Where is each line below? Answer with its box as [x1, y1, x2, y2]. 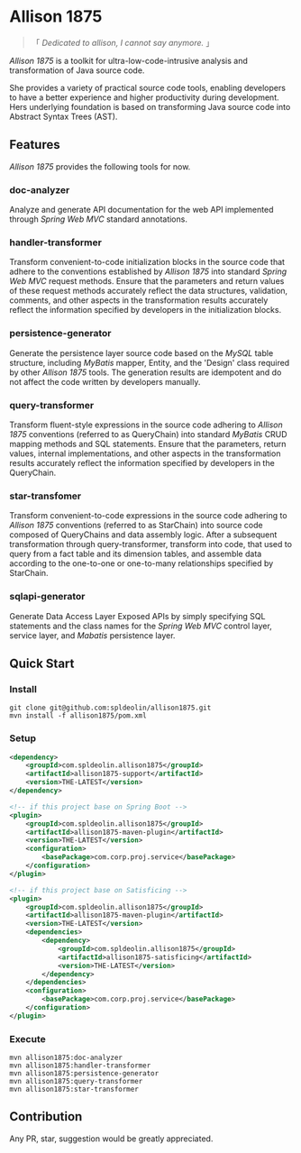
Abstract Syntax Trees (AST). [9, 111, 118, 122]
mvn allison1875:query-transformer [9, 1077, 143, 1086]
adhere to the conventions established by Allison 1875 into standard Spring [9, 266, 287, 277]
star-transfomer [9, 490, 82, 502]
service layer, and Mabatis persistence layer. [9, 629, 176, 641]
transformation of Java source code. [9, 65, 145, 76]
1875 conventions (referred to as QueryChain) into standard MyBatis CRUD [9, 428, 287, 439]
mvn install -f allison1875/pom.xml [9, 711, 147, 720]
